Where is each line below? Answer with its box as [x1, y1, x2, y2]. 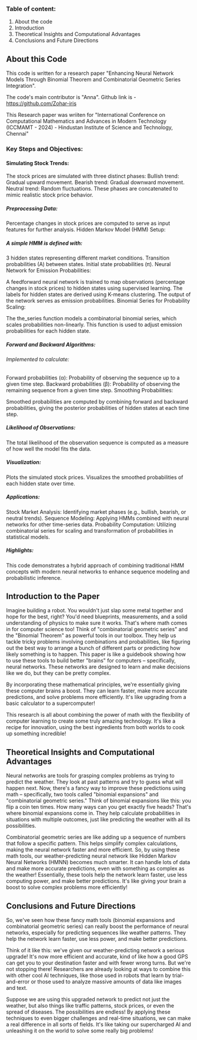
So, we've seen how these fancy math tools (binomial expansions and [6, 917, 175, 924]
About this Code [6, 54, 67, 64]
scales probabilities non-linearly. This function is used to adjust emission [6, 321, 182, 329]
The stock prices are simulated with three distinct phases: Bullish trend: [6, 173, 179, 180]
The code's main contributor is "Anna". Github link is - [6, 94, 136, 101]
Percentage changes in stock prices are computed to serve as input [6, 220, 171, 227]
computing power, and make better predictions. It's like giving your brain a [6, 878, 186, 885]
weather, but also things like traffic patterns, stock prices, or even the [6, 1002, 175, 1009]
